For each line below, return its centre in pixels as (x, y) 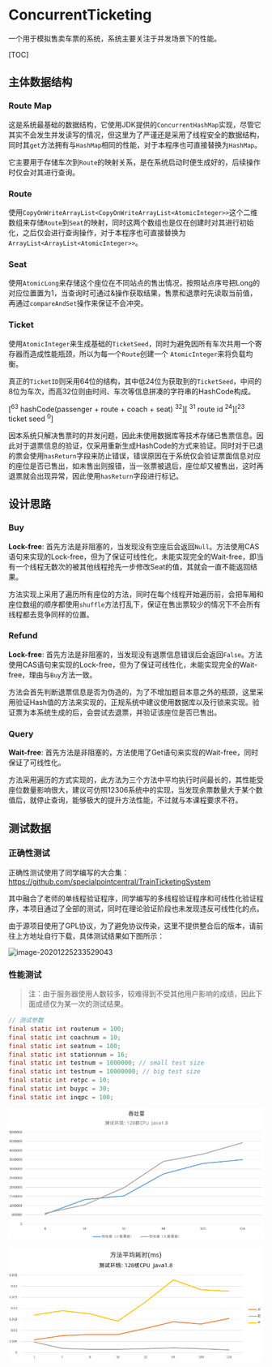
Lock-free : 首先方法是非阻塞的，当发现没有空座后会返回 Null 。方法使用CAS (134, 546)
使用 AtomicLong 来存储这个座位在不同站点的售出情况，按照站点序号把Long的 (134, 283)
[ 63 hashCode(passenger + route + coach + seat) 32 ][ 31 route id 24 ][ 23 (127, 408)
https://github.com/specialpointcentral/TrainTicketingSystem (110, 881)
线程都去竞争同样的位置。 (51, 614)
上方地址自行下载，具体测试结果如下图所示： (89, 935)
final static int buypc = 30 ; (59, 1089)
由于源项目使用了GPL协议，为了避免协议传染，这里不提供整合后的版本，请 (132, 926)
